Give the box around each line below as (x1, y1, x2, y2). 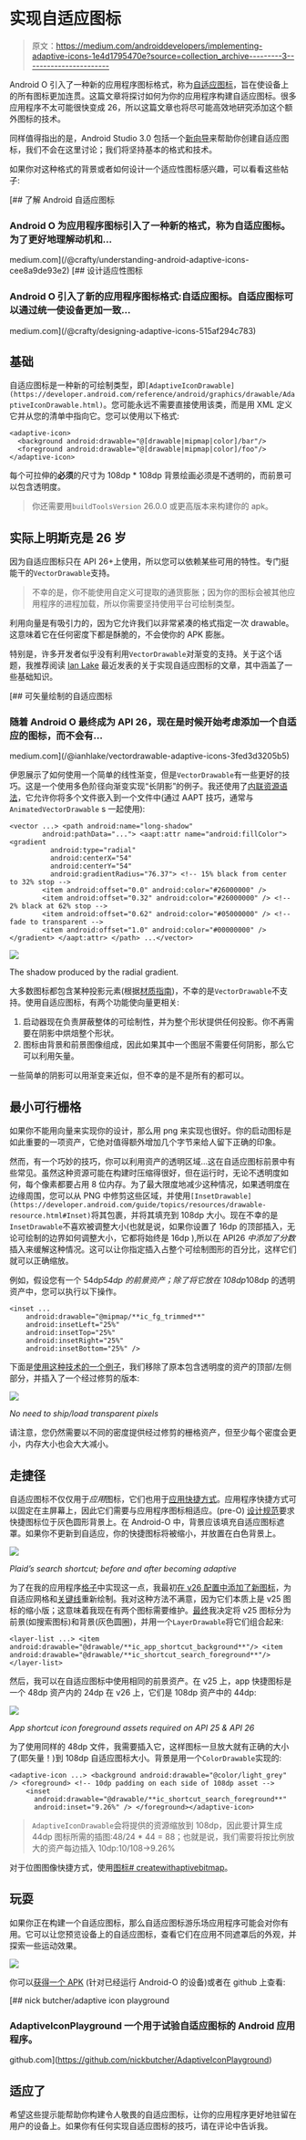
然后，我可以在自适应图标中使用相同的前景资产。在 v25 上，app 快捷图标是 (9, 1675, 292, 1686)
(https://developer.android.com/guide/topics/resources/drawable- (9, 1201, 267, 1210)
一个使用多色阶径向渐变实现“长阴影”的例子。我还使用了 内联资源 (40, 781, 280, 792)
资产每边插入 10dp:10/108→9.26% (47, 1842, 176, 1853)
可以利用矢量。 (22, 1050, 79, 1061)
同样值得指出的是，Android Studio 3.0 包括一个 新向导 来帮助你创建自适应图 (9, 132, 290, 143)
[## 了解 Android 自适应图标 (9, 193, 116, 205)
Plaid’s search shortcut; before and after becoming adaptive (9, 1563, 237, 1574)
